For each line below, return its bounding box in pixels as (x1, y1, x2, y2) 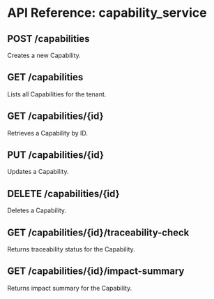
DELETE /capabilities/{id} (7, 187, 120, 200)
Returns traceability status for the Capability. (7, 245, 136, 254)
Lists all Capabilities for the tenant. (7, 89, 107, 99)
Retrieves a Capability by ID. (7, 129, 89, 137)
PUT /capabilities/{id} (7, 149, 105, 161)
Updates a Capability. (7, 168, 69, 176)
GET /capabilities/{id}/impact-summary (7, 265, 185, 277)
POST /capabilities (7, 33, 90, 45)
